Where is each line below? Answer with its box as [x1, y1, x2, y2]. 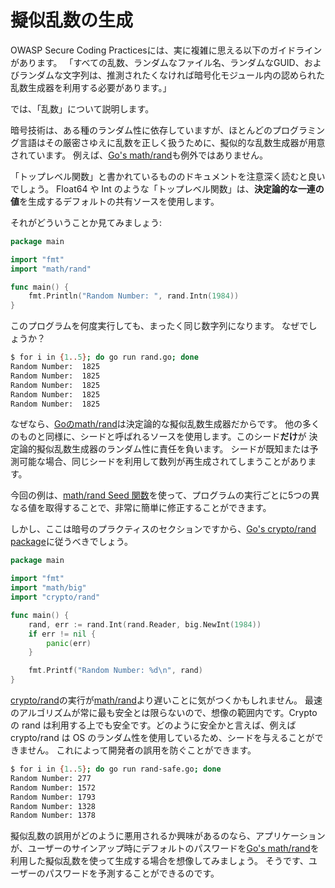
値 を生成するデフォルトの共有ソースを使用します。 [10, 195, 220, 207]
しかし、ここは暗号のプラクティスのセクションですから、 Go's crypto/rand [10, 523, 317, 535]
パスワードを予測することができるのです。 [44, 867, 220, 880]
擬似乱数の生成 [10, 9, 134, 32]
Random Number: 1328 [10, 801, 97, 811]
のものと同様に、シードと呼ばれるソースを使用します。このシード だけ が [10, 431, 307, 443]
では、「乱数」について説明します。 [10, 102, 155, 115]
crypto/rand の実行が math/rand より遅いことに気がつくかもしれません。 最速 [10, 694, 323, 706]
